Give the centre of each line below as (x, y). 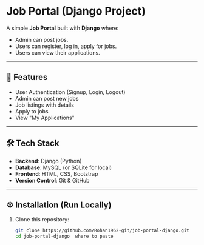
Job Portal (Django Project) (76, 11)
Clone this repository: (42, 220)
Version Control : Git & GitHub (52, 180)
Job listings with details (45, 105)
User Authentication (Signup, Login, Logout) (70, 92)
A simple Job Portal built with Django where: (63, 28)
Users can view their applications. (57, 52)
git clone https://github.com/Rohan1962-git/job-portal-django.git (102, 231)
